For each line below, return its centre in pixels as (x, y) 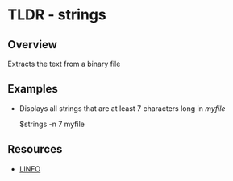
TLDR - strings (57, 15)
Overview (33, 45)
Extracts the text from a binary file (64, 64)
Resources (35, 149)
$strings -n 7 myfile (52, 124)
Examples (33, 89)
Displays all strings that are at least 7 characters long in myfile (122, 108)
